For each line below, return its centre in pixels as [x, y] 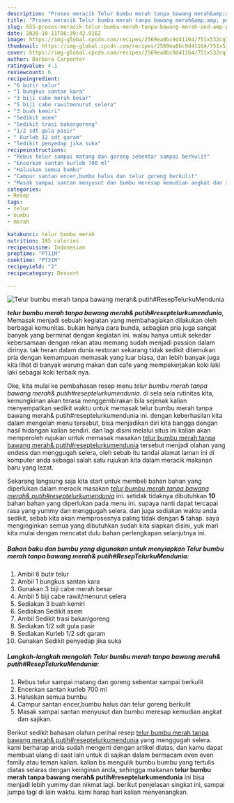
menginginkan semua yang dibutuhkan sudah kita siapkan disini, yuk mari [113, 526]
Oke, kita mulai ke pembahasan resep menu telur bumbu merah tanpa [107, 386]
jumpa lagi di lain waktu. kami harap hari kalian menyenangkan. [98, 792]
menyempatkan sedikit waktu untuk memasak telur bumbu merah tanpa [110, 408]
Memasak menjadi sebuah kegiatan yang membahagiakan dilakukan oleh [112, 320]
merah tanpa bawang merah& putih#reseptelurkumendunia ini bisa [106, 777]
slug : [15, 27]
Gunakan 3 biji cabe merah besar [65, 588]
